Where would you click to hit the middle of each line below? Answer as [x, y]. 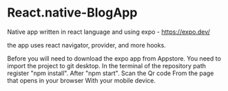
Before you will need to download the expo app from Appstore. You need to [114, 58]
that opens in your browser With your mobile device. [82, 80]
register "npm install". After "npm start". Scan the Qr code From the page [111, 73]
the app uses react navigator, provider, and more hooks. [87, 45]
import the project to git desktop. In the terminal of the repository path [107, 65]
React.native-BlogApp [72, 13]
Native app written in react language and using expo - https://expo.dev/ [108, 32]
